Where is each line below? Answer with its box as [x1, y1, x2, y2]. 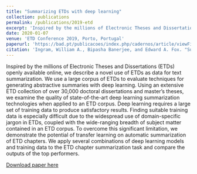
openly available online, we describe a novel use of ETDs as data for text [6, 69, 182, 76]
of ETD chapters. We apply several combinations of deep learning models [6, 137, 185, 144]
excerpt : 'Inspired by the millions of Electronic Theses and [6, 25, 161, 31]
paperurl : [6, 42, 30, 47]
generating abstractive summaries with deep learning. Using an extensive [6, 81, 184, 88]
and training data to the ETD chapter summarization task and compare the [6, 144, 185, 151]
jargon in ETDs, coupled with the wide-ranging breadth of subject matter [6, 118, 182, 126]
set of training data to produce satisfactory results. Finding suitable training [6, 106, 188, 113]
